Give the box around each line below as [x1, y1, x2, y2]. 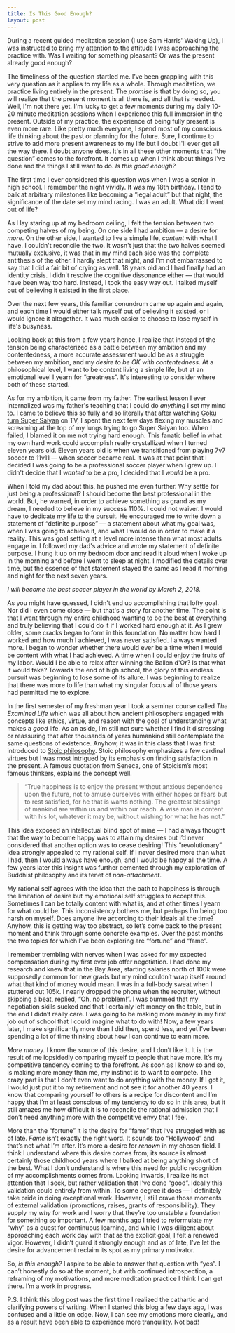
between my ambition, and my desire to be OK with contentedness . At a [7, 357, 214, 366]
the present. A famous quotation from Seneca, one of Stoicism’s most [7, 761, 208, 769]
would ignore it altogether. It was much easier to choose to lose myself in [7, 314, 218, 323]
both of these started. [7, 380, 70, 388]
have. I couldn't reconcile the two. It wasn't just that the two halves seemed [7, 241, 225, 249]
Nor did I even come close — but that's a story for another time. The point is [7, 606, 227, 614]
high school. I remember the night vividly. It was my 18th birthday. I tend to [7, 183, 222, 191]
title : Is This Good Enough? [7, 10, 92, 18]
